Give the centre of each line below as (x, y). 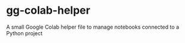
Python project (25, 33)
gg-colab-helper (48, 10)
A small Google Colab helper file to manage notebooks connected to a (93, 27)
